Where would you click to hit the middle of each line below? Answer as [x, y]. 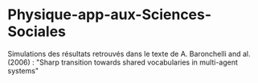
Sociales [37, 32]
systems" [23, 70]
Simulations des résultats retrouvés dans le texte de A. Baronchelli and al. [129, 53]
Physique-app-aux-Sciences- [110, 15]
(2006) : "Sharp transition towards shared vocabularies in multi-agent [123, 62]
